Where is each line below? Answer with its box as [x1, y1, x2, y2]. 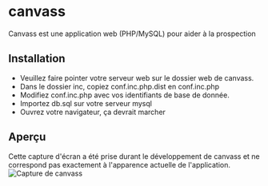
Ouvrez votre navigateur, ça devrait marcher [19, 107, 166, 117]
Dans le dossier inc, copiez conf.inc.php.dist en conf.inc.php [19, 81, 220, 91]
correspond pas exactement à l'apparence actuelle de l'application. [8, 160, 230, 169]
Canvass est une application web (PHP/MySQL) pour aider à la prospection [8, 29, 256, 38]
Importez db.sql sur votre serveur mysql [19, 98, 152, 108]
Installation [8, 52, 66, 65]
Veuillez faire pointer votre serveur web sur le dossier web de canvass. [19, 73, 254, 82]
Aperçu [8, 130, 46, 144]
